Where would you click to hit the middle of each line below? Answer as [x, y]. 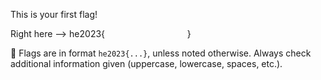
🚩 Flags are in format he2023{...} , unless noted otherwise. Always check [161, 53]
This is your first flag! [54, 14]
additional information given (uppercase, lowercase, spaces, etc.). [146, 63]
